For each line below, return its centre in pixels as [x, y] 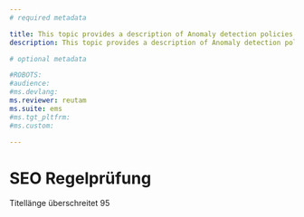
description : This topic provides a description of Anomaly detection [145, 42]
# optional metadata [48, 59]
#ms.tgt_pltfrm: [40, 117]
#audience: [30, 84]
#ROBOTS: [26, 75]
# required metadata [48, 18]
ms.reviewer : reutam [48, 100]
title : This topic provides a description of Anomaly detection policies [152, 34]
